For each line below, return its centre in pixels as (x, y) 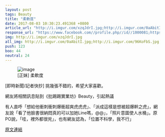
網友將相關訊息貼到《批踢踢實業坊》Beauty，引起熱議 (60, 96)
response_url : (20, 33)
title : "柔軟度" (21, 19)
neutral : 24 (17, 55)
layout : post (18, 10)
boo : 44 (13, 51)
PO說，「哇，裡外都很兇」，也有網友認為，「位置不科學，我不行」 (69, 119)
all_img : (14, 42)
